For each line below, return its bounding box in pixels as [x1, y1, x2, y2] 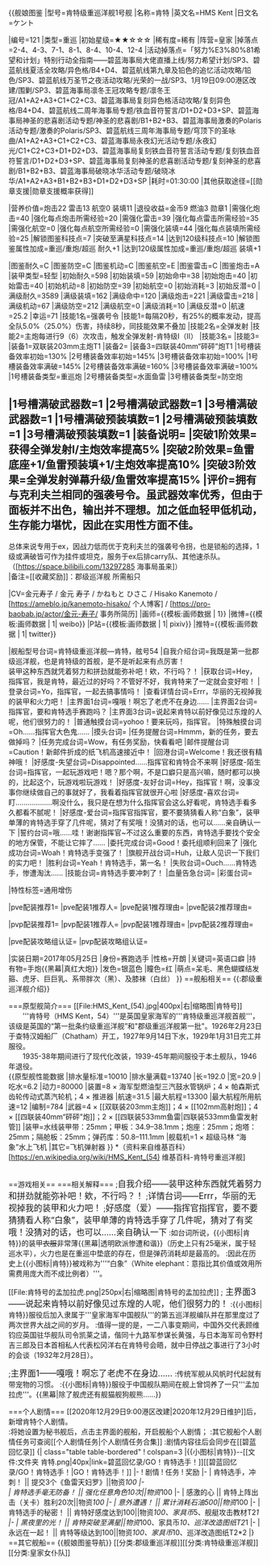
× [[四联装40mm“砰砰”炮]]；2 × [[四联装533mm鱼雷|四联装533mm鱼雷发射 [8, 1112, 258, 1122]
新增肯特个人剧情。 [8, 1417, 73, 1426]
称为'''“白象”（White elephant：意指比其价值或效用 [85, 1258, 256, 1268]
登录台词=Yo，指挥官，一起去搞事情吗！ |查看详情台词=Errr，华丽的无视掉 [8, 686, 256, 696]
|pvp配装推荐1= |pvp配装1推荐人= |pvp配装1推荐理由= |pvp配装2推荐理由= [8, 919, 254, 929]
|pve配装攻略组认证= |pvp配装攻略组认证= [8, 936, 148, 946]
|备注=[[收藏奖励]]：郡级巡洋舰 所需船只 [8, 572, 141, 581]
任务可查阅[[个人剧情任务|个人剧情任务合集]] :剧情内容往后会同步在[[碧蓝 [15, 1437, 256, 1446]
